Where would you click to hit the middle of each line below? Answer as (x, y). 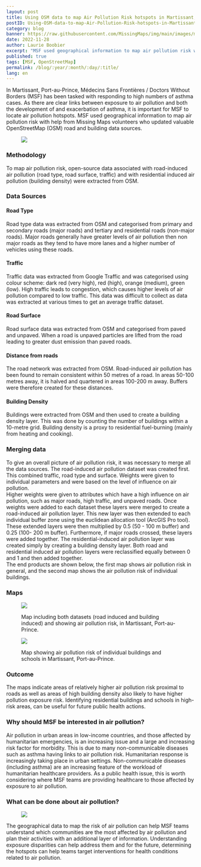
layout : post (22, 12)
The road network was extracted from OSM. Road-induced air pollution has (99, 368)
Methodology (26, 155)
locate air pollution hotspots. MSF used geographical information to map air (99, 116)
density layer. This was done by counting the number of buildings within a (97, 421)
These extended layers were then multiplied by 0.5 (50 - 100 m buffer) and (98, 526)
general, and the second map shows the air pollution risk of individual (92, 570)
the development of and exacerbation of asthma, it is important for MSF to (98, 109)
